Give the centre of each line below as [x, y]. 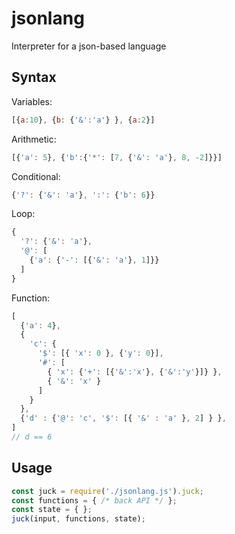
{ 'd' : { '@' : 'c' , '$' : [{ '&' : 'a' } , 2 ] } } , [123, 418]
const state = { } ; [52, 510]
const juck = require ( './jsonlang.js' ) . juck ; [107, 491]
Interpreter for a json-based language [89, 46]
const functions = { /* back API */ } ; [94, 500]
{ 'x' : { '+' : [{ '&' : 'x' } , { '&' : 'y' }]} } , [135, 372]
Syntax [34, 77]
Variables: [32, 101]
